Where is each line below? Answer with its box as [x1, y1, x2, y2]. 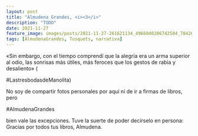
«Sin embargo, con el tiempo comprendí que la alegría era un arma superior [6, 53, 190, 59]
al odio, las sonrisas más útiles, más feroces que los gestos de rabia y [6, 59, 176, 66]
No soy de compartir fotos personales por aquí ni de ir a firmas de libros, [6, 88, 183, 95]
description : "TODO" [6, 20, 57, 25]
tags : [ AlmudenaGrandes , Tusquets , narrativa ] [6, 36, 123, 42]
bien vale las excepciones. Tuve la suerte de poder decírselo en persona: [6, 117, 184, 124]
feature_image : [6, 31, 44, 37]
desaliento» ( [6, 65, 38, 72]
